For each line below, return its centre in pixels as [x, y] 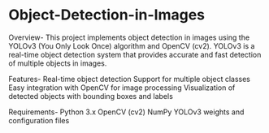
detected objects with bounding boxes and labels [91, 96]
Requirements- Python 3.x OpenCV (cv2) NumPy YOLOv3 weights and [126, 112]
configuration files [39, 120]
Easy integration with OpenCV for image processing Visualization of [122, 88]
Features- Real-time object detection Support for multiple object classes [129, 79]
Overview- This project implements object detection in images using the [129, 37]
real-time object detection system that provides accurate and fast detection [135, 54]
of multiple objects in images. [58, 63]
